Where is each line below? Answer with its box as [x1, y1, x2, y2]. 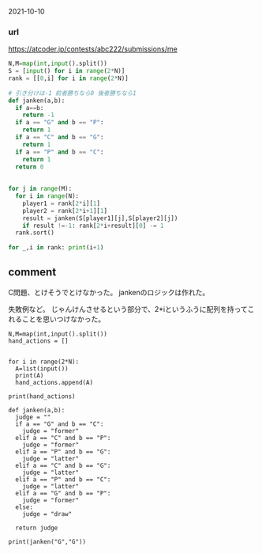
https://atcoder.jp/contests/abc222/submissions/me [8, 44, 178, 54]
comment [8, 265, 57, 279]
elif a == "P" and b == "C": [15, 475, 111, 484]
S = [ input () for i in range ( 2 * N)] [8, 67, 125, 75]
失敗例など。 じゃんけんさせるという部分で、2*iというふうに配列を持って [8, 304, 248, 313]
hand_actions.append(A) [15, 378, 93, 386]
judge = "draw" [22, 510, 73, 518]
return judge [15, 524, 58, 532]
